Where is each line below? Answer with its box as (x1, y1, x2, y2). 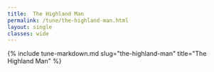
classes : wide (7, 30, 50, 37)
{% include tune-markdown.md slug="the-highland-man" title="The (7, 49, 207, 58)
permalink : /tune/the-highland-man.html (7, 17, 129, 24)
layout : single (7, 23, 53, 30)
